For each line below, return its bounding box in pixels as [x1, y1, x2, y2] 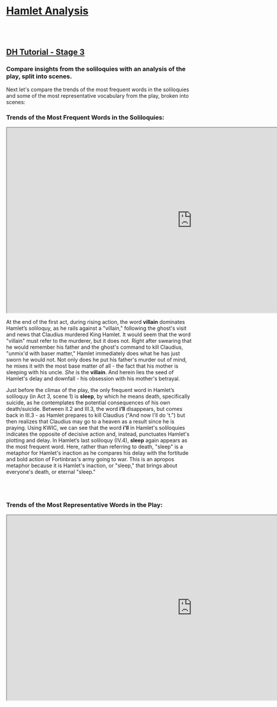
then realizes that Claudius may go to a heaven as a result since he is [6, 417, 175, 425]
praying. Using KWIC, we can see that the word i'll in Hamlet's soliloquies [6, 424, 185, 431]
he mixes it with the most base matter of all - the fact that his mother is [6, 362, 179, 369]
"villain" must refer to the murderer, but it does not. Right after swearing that [6, 337, 192, 344]
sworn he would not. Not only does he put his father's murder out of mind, [6, 356, 188, 363]
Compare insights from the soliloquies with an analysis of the [6, 65, 186, 73]
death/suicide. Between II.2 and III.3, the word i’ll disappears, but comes [6, 405, 183, 412]
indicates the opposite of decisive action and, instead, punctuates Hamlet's [6, 430, 190, 438]
